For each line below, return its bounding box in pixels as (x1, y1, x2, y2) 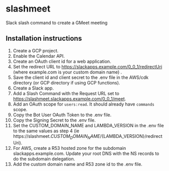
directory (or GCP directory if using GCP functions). (13, 79, 120, 85)
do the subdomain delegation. (13, 155, 75, 161)
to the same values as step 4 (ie (13, 128, 79, 134)
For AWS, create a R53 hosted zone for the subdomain (13, 145, 126, 151)
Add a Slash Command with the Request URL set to (13, 90, 120, 96)
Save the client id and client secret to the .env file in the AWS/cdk (13, 74, 149, 80)
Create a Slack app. (13, 85, 54, 91)
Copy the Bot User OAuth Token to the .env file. (13, 112, 112, 118)
